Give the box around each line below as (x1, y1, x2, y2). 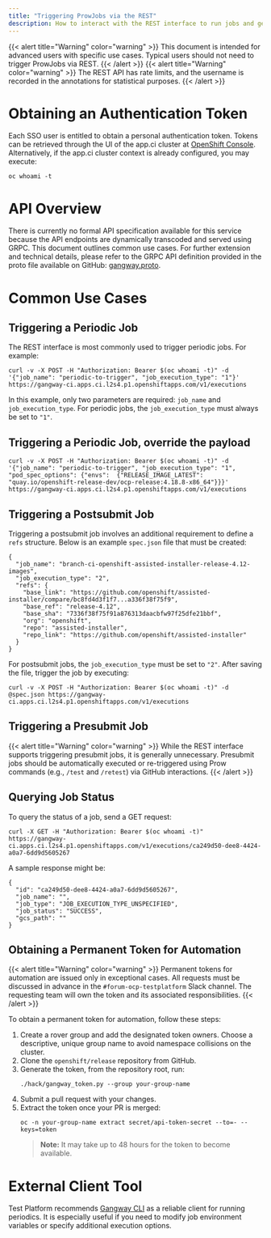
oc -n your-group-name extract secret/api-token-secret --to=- (19, 1118, 238, 1127)
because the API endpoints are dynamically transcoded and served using (8, 235, 252, 244)
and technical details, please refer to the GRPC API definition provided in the (8, 252, 262, 261)
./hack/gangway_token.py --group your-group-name (19, 1080, 191, 1088)
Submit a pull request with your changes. (19, 1094, 156, 1104)
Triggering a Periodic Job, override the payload (8, 435, 251, 449)
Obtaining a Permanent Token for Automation (8, 943, 242, 957)
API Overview (8, 199, 102, 218)
